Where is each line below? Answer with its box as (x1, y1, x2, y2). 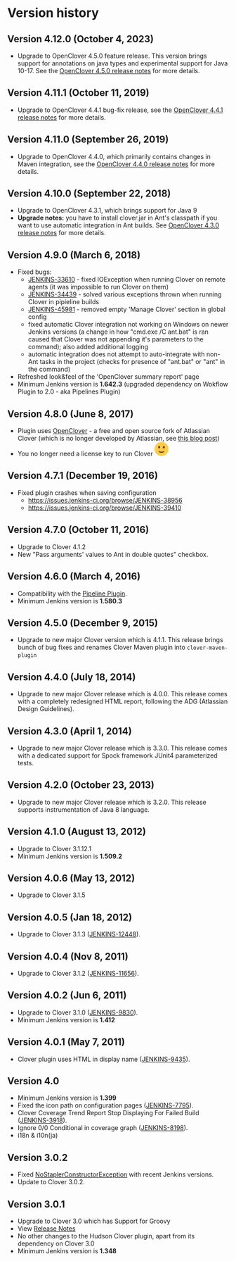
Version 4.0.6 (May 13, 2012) (7, 872, 136, 884)
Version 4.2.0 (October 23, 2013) (7, 779, 155, 791)
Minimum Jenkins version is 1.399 (17, 1093, 117, 1103)
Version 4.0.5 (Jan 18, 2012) (7, 911, 132, 923)
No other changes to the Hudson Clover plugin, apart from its (17, 1232, 195, 1241)
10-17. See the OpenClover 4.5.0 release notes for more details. (17, 67, 200, 75)
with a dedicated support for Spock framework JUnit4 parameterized (17, 751, 218, 760)
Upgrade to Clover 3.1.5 (17, 891, 86, 899)
